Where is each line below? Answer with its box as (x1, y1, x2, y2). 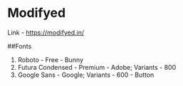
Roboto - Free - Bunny (17, 55, 84, 64)
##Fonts (7, 42, 32, 50)
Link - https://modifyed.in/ (7, 28, 84, 37)
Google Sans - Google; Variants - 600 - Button (17, 70, 155, 79)
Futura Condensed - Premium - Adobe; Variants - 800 (17, 63, 177, 71)
